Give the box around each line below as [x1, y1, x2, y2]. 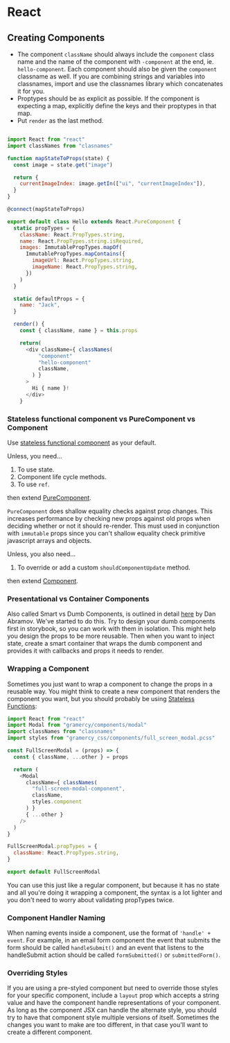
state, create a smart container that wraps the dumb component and [7, 639, 202, 648]
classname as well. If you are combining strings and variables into [17, 72, 206, 80]
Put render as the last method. [17, 117, 104, 125]
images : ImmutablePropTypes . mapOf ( [19, 244, 123, 251]
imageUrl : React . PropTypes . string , [32, 257, 135, 264]
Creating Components [7, 32, 105, 44]
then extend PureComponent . [7, 493, 91, 501]
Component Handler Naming [7, 913, 106, 922]
